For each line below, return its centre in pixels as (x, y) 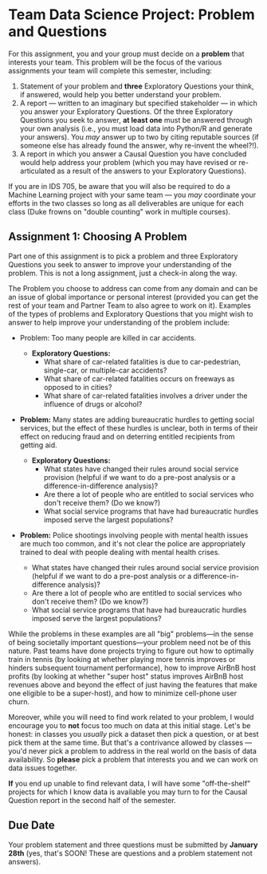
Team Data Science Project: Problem (132, 15)
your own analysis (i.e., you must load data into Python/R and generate (136, 128)
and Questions (58, 31)
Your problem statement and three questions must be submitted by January (133, 844)
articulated (37, 171)
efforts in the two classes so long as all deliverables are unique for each (126, 203)
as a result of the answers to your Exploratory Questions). (152, 171)
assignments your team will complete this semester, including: (110, 70)
